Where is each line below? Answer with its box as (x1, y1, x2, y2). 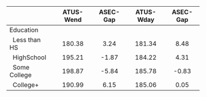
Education (9, 26, 39, 34)
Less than (12, 36, 41, 44)
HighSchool (12, 53, 47, 62)
